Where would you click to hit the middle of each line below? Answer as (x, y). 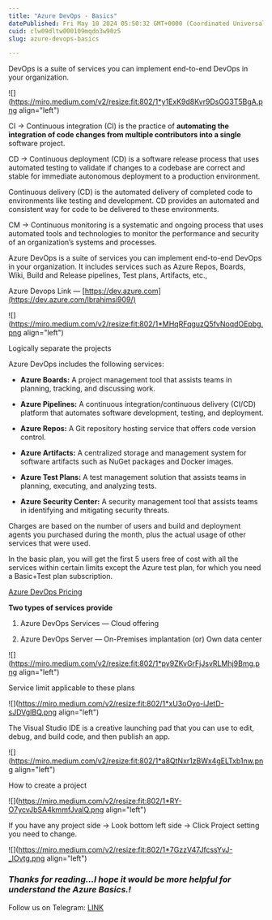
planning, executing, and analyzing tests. (88, 486)
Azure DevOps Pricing (45, 592)
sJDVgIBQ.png (33, 712)
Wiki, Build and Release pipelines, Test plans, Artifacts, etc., (108, 275)
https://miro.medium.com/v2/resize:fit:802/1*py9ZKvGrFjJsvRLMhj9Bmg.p (136, 663)
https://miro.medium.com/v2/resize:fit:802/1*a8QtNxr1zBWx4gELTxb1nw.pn (137, 761)
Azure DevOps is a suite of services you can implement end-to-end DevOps (135, 258)
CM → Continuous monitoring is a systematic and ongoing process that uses (136, 225)
